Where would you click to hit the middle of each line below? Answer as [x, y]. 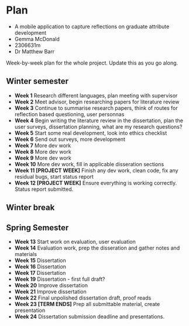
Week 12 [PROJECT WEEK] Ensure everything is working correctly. [96, 183]
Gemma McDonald [37, 39]
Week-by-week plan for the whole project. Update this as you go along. [92, 63]
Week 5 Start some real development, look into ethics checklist [91, 133]
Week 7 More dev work [43, 145]
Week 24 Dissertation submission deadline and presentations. [90, 316]
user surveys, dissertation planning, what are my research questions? [98, 126]
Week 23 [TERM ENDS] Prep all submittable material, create [87, 304]
